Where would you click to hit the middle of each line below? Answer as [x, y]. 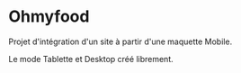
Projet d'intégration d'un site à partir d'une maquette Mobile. [120, 41]
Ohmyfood [49, 17]
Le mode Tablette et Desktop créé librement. [91, 59]
